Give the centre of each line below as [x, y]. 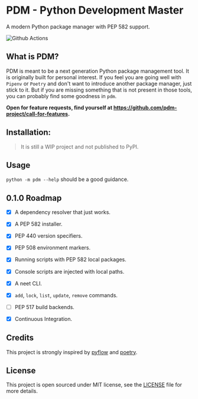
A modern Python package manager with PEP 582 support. [78, 27]
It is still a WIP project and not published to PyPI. [79, 147]
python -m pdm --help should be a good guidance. [67, 179]
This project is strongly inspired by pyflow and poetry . [72, 352]
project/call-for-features [37, 113]
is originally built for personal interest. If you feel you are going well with [94, 77]
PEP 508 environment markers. [52, 248]
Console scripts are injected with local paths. [69, 271]
